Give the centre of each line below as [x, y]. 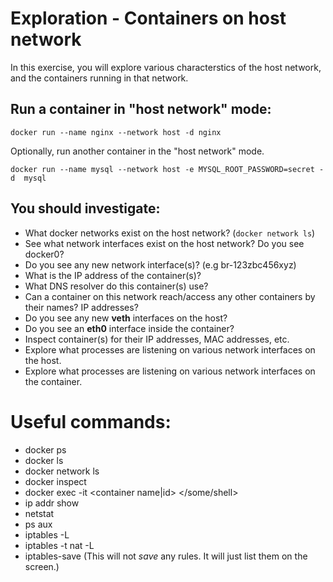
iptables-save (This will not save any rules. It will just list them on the [166, 556]
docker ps [45, 449]
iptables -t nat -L [59, 545]
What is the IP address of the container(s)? [113, 275]
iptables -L [47, 534]
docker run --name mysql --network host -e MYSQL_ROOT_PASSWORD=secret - [167, 169]
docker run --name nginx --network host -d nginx [116, 132]
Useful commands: [91, 421]
